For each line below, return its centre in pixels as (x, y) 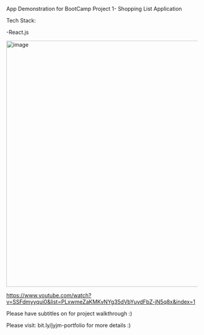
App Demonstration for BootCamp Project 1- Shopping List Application (94, 9)
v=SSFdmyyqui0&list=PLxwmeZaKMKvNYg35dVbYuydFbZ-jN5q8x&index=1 (101, 302)
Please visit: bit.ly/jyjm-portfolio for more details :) (69, 325)
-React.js (18, 32)
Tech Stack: (21, 20)
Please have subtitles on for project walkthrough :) (69, 313)
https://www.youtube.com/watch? (49, 295)
